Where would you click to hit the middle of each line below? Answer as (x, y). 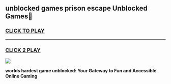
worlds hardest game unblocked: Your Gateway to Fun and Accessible (81, 70)
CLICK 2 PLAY (23, 50)
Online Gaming (21, 76)
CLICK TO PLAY (25, 31)
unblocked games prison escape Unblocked (76, 8)
